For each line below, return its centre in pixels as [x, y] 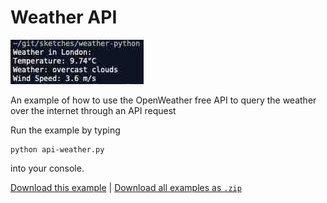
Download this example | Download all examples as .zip [126, 187]
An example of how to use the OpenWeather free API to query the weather [163, 100]
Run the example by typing [65, 130]
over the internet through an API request [93, 110]
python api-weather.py [57, 149]
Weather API [64, 17]
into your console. [47, 168]
